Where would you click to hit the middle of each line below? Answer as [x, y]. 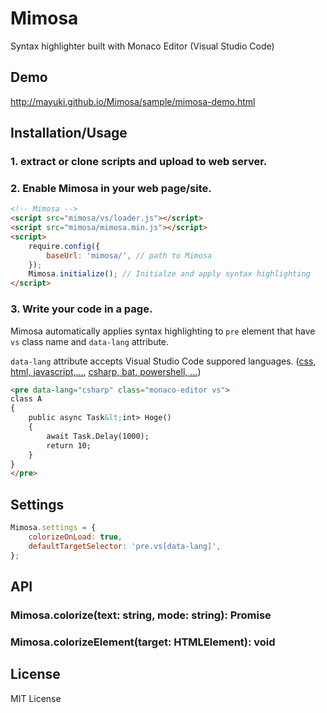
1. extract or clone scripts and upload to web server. [139, 162]
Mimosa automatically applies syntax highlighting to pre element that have [163, 331]
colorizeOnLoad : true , [75, 537]
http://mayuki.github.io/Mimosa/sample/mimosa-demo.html [133, 101]
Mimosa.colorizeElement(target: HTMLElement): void [143, 642]
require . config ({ [64, 246]
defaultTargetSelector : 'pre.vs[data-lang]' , [125, 546]
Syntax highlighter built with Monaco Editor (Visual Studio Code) [142, 46]
